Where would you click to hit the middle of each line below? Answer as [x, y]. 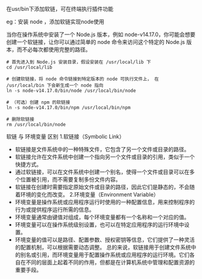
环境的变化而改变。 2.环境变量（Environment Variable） [90, 194]
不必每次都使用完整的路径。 [56, 49]
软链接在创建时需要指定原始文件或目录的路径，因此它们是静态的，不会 [102, 187]
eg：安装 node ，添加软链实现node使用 [55, 22]
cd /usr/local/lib [29, 67]
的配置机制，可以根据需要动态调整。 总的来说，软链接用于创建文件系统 [103, 247]
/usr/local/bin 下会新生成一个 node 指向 [55, 86]
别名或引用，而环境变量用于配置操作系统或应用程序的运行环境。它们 [105, 255]
